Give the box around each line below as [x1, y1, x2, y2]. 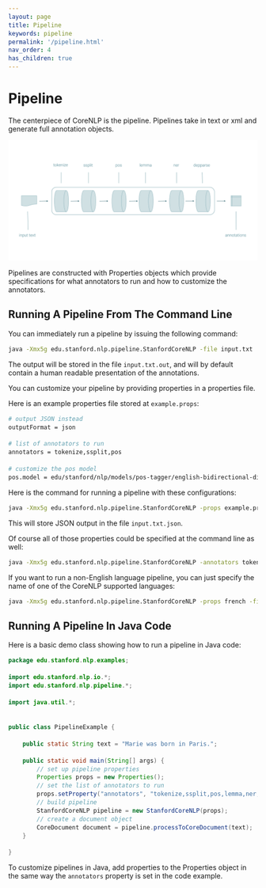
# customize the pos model [8, 465, 97, 473]
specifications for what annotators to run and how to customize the [8, 277, 227, 287]
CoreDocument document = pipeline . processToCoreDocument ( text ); [36, 823, 253, 831]
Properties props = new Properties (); [36, 773, 165, 781]
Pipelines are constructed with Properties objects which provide [8, 268, 217, 278]
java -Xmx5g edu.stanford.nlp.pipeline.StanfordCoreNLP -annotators [8, 558, 239, 566]
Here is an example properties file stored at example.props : [8, 398, 199, 408]
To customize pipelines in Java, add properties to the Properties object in [8, 863, 247, 872]
